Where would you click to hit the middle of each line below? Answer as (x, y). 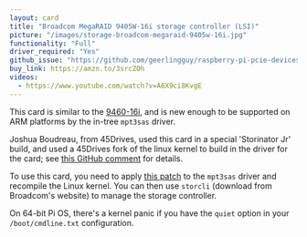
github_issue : (37, 60)
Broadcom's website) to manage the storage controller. (113, 195)
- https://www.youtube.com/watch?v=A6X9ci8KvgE (110, 86)
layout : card (34, 18)
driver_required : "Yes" (55, 52)
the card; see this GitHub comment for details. (96, 158)
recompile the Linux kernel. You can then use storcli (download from (141, 185)
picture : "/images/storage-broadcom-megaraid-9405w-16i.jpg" (128, 35)
